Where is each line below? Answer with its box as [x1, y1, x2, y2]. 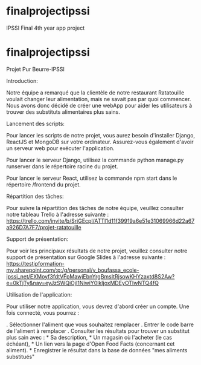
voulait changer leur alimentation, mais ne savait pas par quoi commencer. [6, 95, 191, 102]
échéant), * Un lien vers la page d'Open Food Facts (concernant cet [6, 340, 175, 347]
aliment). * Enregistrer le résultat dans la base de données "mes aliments [6, 346, 188, 353]
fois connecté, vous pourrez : [6, 309, 80, 316]
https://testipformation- [6, 260, 65, 267]
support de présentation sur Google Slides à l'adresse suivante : [6, 253, 166, 261]
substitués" [6, 353, 35, 360]
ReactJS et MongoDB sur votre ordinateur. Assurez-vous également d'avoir [6, 138, 194, 145]
